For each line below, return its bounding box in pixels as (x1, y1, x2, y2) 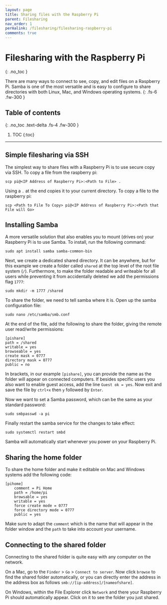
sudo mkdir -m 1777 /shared (5, 288, 64, 294)
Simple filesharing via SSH (5, 151, 89, 159)
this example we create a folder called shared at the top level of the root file (5, 263, 159, 269)
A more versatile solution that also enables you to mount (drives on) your (5, 234, 154, 240)
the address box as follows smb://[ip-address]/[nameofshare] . (5, 580, 134, 585)
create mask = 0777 (5, 353, 46, 359)
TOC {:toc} (12, 131, 35, 137)
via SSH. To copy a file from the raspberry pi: (5, 169, 98, 175)
